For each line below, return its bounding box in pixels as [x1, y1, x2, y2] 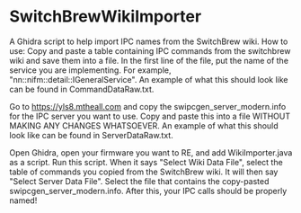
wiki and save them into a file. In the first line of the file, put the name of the [9, 55, 289, 66]
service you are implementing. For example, [9, 65, 172, 75]
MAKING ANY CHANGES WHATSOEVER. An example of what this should [9, 120, 279, 131]
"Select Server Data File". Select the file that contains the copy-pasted [9, 175, 270, 186]
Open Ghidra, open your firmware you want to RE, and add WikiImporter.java [9, 146, 293, 158]
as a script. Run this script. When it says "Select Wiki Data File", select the [9, 156, 283, 167]
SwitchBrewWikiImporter [9, 6, 202, 27]
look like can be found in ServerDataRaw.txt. [9, 129, 173, 140]
